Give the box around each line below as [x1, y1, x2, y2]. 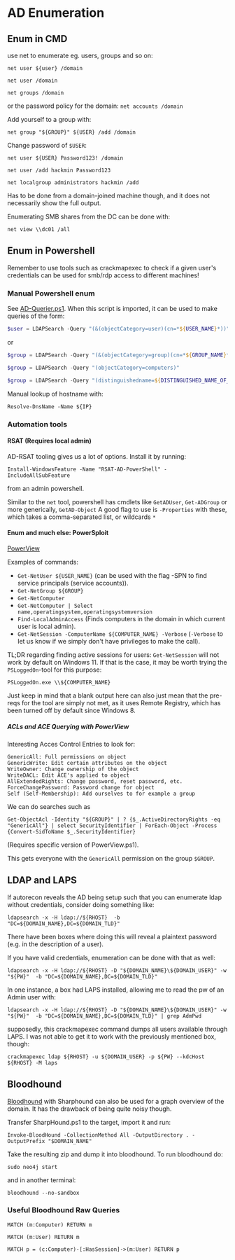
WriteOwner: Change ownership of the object [7, 766, 139, 773]
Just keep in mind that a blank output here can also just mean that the [7, 691, 208, 700]
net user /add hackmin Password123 [7, 167, 111, 174]
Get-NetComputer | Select [17, 602, 93, 609]
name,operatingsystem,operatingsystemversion [17, 608, 152, 616]
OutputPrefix [7, 1137, 45, 1144]
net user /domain [7, 77, 58, 84]
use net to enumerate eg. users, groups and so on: [7, 51, 153, 60]
